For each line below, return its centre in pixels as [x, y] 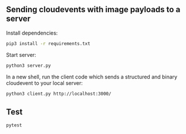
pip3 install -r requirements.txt [48, 43]
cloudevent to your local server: [45, 83]
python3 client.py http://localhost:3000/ [59, 94]
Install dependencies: [32, 33]
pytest [14, 125]
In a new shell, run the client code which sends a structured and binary [92, 77]
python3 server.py [28, 66]
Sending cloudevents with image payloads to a [93, 10]
